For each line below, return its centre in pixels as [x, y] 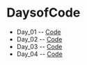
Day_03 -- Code [39, 46]
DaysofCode [43, 13]
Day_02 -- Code [39, 39]
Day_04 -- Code [40, 54]
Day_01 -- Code [39, 32]
